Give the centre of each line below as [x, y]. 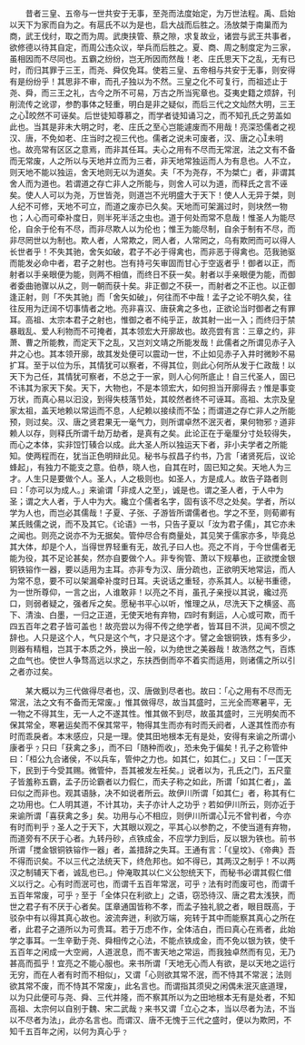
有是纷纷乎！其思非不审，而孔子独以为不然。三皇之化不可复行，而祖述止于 [148, 81]
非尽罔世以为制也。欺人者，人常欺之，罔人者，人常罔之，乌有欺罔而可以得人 [152, 240]
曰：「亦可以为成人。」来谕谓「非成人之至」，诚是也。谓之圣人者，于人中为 [147, 490]
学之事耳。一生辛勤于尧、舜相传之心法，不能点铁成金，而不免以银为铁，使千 [152, 941]
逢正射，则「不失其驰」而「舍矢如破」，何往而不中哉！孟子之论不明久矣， [147, 297]
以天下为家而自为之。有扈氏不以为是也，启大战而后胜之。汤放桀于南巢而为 [148, 25]
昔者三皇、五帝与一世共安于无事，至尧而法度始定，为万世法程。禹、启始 [160, 13]
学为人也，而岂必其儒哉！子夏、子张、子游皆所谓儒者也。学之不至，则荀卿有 [152, 513]
